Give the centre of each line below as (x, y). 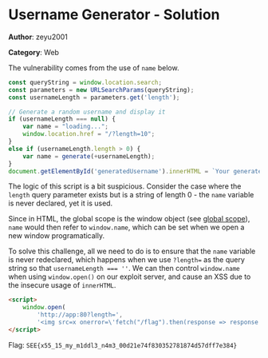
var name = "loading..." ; (66, 127)
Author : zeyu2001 (38, 37)
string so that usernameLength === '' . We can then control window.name (124, 268)
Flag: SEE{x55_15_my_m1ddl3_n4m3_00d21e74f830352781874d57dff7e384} (123, 344)
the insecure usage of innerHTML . (62, 285)
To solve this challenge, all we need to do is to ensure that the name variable (132, 251)
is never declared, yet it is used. (61, 203)
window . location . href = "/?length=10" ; (89, 134)
